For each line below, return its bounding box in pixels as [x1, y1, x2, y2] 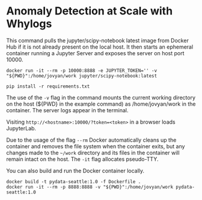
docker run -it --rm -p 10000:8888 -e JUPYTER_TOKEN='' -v [6, 67, 158, 73]
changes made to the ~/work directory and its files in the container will [6, 149, 180, 156]
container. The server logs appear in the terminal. [6, 106, 129, 114]
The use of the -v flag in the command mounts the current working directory [6, 94, 196, 101]
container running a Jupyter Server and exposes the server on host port [6, 49, 185, 56]
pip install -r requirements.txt [6, 83, 90, 89]
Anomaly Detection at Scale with [6, 4, 173, 18]
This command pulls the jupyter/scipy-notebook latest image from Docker [6, 37, 189, 44]
